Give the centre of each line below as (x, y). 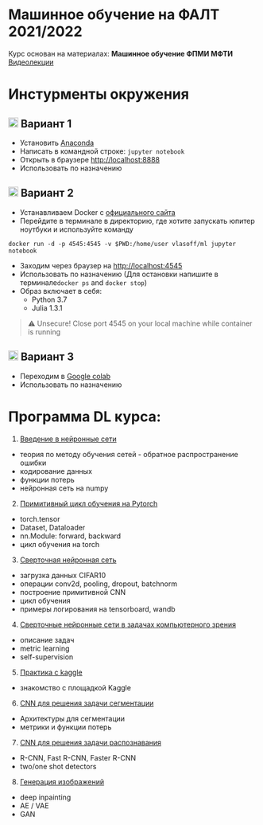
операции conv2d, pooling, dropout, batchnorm (98, 584)
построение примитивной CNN (73, 592)
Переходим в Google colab (65, 376)
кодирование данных (56, 471)
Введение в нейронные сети (68, 439)
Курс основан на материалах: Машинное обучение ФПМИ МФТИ (120, 53)
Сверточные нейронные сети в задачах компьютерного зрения (128, 624)
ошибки (33, 463)
